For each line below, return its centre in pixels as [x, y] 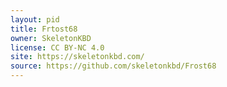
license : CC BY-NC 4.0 [57, 47]
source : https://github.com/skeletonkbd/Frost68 [113, 66]
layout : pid [35, 19]
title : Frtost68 [44, 29]
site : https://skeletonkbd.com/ [77, 57]
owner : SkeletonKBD [51, 38]
